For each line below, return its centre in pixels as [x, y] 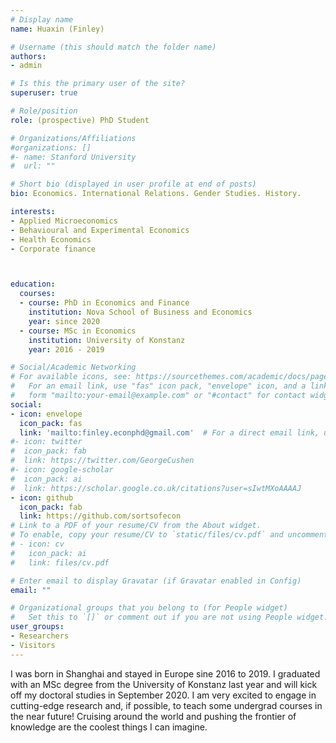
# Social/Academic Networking [73, 367]
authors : [28, 56]
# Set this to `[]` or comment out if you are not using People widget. [169, 617]
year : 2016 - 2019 [66, 349]
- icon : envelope [46, 414]
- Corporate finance [53, 249]
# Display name [42, 19]
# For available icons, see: [71, 377]
